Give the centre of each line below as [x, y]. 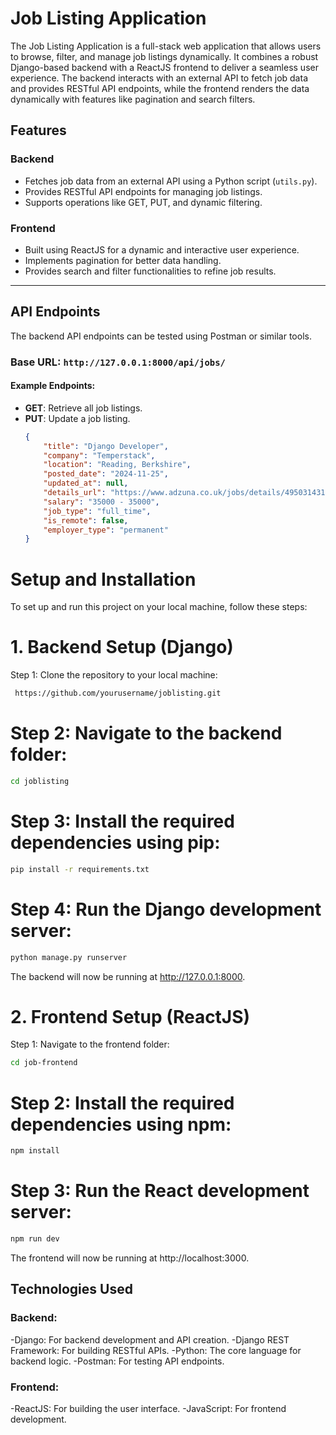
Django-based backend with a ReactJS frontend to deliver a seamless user [164, 67]
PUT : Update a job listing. [77, 418]
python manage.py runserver [69, 957]
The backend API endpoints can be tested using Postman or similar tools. [161, 336]
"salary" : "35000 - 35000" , [101, 502]
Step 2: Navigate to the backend [146, 733]
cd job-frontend [44, 1063]
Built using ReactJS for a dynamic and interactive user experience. [162, 249]
